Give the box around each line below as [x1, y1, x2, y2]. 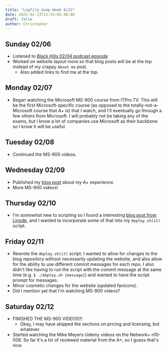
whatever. [20, 326, 41, 332]
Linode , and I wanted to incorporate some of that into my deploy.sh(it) [12, 217, 160, 223]
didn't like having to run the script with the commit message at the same [12, 266, 162, 273]
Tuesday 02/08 [5, 138, 54, 147]
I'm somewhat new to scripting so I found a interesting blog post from [12, 212, 157, 218]
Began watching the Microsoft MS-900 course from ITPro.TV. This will [12, 97, 158, 103]
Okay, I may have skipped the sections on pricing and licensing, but [20, 321, 159, 327]
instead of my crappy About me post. [12, 64, 88, 70]
